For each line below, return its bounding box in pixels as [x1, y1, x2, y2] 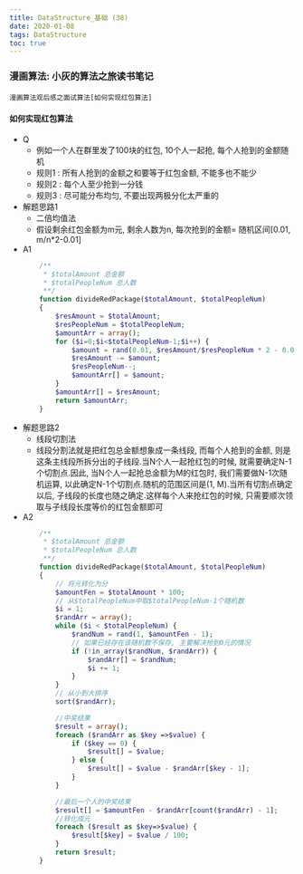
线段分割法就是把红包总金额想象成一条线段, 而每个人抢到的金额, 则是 [35, 445, 291, 456]
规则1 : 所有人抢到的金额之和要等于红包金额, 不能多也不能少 [35, 167, 258, 178]
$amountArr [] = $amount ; [71, 370, 166, 380]
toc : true [9, 38, 47, 48]
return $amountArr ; [55, 396, 128, 405]
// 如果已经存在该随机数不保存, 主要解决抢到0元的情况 [71, 638, 251, 648]
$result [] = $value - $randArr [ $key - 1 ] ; [87, 764, 251, 773]
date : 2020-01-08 [9, 22, 75, 31]
